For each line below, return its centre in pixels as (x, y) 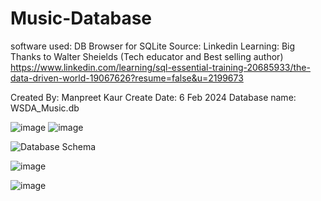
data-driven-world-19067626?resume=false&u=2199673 (127, 78)
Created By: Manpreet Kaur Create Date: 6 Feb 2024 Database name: (153, 97)
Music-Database (81, 18)
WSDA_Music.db (45, 108)
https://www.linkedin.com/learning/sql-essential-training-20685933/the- (160, 67)
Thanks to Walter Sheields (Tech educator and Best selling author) (147, 56)
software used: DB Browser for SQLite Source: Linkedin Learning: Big (153, 46)
